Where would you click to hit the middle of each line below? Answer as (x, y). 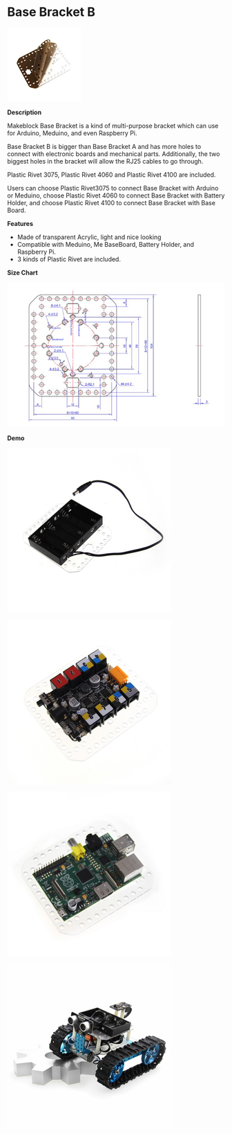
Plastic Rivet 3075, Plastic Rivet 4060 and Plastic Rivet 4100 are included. (112, 175)
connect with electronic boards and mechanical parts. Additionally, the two (114, 154)
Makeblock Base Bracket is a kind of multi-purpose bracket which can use (113, 125)
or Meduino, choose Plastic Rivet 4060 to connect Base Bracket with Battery (116, 195)
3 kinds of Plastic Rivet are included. (69, 259)
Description (25, 112)
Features (20, 223)
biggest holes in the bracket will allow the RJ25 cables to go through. (105, 161)
